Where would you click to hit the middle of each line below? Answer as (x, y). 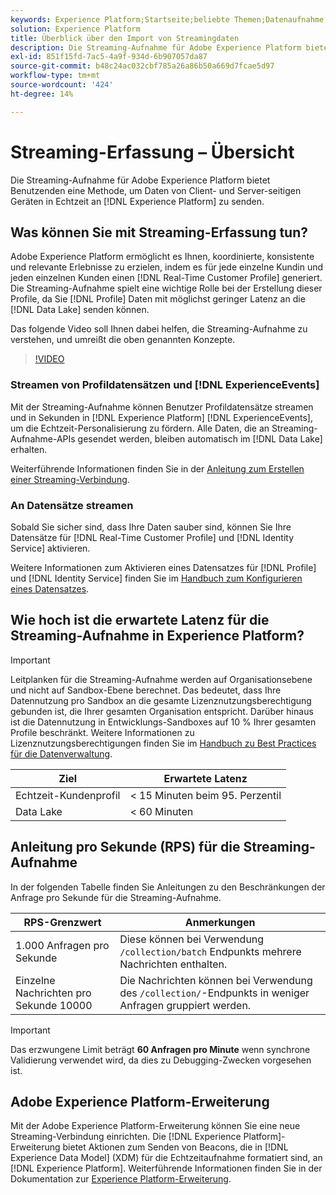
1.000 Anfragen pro (62, 945)
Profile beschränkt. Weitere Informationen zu (102, 732)
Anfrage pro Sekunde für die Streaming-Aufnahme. (116, 897)
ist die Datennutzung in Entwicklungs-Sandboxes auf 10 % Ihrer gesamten (163, 722)
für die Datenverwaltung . (61, 753)
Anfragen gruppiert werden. (185, 1005)
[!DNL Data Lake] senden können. (80, 310)
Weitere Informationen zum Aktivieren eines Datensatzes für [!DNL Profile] (163, 567)
